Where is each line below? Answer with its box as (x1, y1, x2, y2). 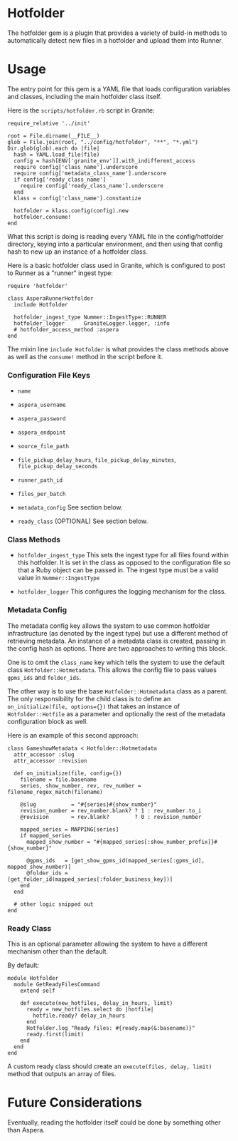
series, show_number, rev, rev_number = (20, 782, 141, 789)
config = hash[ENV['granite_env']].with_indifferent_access (13, 157, 195, 165)
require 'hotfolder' (7, 282, 69, 289)
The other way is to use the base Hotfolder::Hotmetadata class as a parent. (7, 686, 229, 696)
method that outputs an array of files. (7, 1070, 117, 1078)
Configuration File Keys (7, 370, 91, 380)
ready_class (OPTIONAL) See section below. (17, 517, 148, 525)
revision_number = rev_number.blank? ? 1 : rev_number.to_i (20, 807, 202, 814)
